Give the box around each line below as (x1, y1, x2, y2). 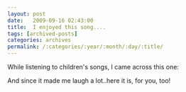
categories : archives (7, 37, 72, 44)
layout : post (7, 10, 46, 18)
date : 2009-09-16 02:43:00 (7, 17, 94, 24)
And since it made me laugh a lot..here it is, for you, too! (7, 76, 171, 85)
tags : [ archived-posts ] (7, 30, 78, 38)
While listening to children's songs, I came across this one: (7, 63, 180, 71)
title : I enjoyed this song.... (7, 23, 106, 30)
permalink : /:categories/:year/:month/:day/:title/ (7, 43, 163, 50)
